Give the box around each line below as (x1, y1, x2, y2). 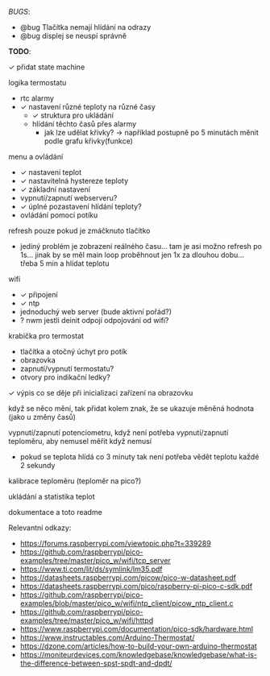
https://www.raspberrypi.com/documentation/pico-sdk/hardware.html (19, 624, 254, 633)
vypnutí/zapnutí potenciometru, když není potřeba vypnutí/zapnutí (8, 428, 229, 438)
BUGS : (8, 7, 31, 16)
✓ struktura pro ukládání (31, 110, 114, 120)
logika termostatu (8, 78, 67, 87)
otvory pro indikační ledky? (19, 372, 110, 382)
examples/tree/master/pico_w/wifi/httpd (19, 616, 154, 625)
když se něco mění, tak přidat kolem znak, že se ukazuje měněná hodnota (8, 404, 255, 413)
